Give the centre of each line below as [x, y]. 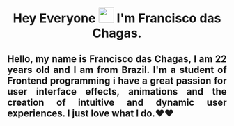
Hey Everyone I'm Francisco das [117, 18]
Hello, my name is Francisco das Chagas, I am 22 [117, 59]
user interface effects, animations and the [117, 92]
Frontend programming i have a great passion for [117, 80]
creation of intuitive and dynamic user [117, 102]
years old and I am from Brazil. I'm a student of [117, 70]
